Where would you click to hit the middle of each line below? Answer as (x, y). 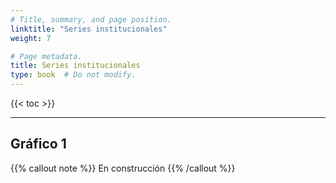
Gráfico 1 (38, 144)
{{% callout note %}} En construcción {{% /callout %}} (123, 168)
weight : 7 (31, 38)
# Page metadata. (46, 56)
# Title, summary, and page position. (91, 19)
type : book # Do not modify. (73, 75)
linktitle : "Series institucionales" (89, 29)
